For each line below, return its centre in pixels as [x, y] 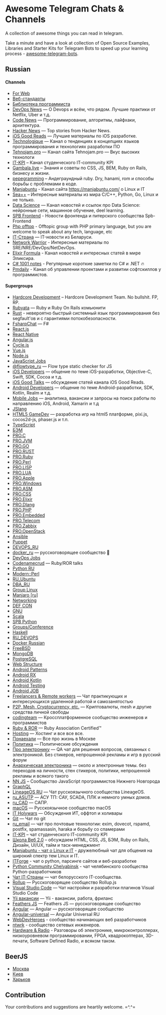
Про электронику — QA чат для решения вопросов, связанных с [82, 749]
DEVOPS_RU [25, 547]
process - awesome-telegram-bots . [42, 54]
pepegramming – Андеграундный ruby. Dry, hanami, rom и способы [83, 178]
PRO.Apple [23, 478]
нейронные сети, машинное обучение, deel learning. [68, 210]
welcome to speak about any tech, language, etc [62, 231]
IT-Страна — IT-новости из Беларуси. [53, 237]
